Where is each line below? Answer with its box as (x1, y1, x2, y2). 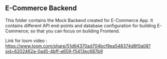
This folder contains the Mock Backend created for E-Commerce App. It (5, 17, 153, 23)
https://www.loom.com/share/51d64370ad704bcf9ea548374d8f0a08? (5, 42, 151, 49)
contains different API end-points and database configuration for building (5, 22, 156, 28)
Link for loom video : (5, 37, 47, 43)
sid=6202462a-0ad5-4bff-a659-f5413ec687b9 (5, 48, 103, 54)
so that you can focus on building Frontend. (30, 27, 120, 34)
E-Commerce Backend (5, 4, 77, 12)
